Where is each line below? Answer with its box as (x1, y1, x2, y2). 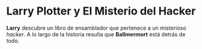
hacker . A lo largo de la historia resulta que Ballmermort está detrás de (6, 30, 186, 38)
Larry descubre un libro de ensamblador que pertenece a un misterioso (6, 24, 187, 31)
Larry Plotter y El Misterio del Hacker (6, 4, 197, 18)
